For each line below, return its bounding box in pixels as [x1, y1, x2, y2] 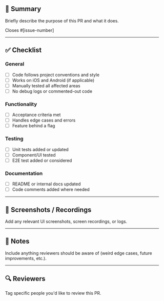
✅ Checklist [5, 46, 42, 54]
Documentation [5, 170, 43, 177]
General [5, 60, 24, 67]
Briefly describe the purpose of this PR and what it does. [5, 18, 119, 23]
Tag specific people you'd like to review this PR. [5, 290, 102, 296]
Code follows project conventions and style [12, 72, 100, 78]
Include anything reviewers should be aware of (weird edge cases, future [5, 250, 152, 256]
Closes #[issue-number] [5, 27, 54, 33]
